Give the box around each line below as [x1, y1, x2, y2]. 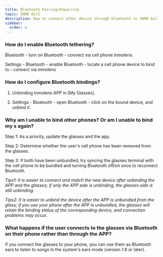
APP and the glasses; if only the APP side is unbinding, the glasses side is [5, 182, 153, 188]
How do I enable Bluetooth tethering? [5, 41, 95, 48]
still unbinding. [5, 188, 34, 193]
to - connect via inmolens [5, 66, 56, 73]
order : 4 [9, 25, 27, 30]
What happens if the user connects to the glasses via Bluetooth [5, 224, 158, 231]
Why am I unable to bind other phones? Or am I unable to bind [5, 116, 153, 123]
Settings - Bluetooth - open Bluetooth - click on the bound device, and [12, 99, 153, 105]
